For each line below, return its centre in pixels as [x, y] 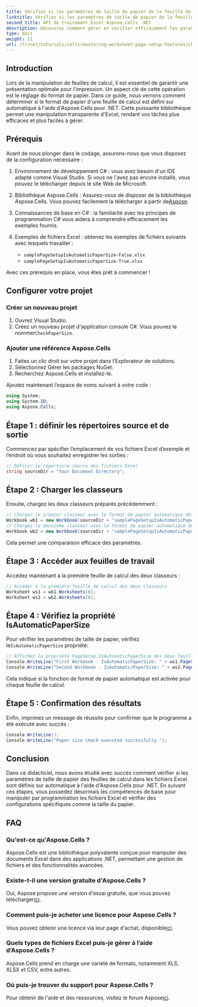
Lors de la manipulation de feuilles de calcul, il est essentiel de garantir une [97, 83]
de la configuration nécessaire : [44, 160]
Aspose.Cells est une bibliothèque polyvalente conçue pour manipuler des [96, 852]
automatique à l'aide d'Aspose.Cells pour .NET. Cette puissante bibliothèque [99, 108]
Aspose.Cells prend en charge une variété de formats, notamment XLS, [93, 963]
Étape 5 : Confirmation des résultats [74, 704]
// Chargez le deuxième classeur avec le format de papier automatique [96, 526]
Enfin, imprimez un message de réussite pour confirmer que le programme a [99, 717]
